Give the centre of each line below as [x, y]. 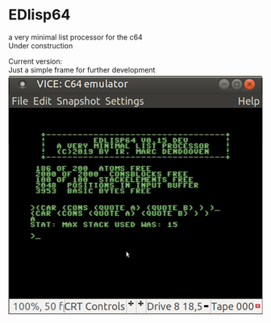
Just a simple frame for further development [82, 69]
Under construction [41, 45]
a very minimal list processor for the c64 [75, 37]
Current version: [35, 61]
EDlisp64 [40, 15]
